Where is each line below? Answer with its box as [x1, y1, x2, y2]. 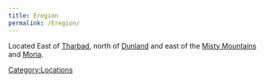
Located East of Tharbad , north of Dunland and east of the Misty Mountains [8, 41, 257, 50]
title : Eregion [8, 11, 59, 20]
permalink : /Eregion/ [8, 19, 80, 27]
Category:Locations [8, 64, 73, 74]
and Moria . [8, 49, 44, 59]
